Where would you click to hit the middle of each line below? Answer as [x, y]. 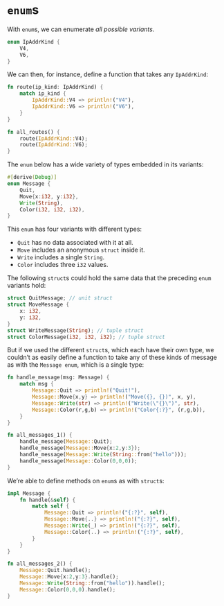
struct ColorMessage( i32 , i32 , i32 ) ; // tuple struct [86, 337]
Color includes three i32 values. [63, 265]
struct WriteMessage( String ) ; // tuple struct [75, 330]
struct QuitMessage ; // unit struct [60, 298]
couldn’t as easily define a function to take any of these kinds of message [112, 357]
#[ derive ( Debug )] [32, 178]
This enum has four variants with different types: [75, 229]
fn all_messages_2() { [40, 564]
